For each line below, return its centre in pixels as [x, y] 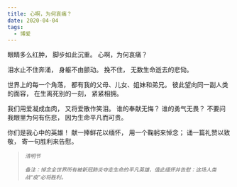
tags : [15, 27]
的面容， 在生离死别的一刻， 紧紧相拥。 [65, 93]
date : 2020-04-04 [33, 21]
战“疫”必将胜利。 [45, 178]
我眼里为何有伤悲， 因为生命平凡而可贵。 [67, 118]
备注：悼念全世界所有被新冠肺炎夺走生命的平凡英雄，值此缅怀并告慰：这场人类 [121, 170]
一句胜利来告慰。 [53, 142]
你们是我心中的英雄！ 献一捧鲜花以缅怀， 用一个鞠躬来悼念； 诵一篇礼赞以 [116, 132]
